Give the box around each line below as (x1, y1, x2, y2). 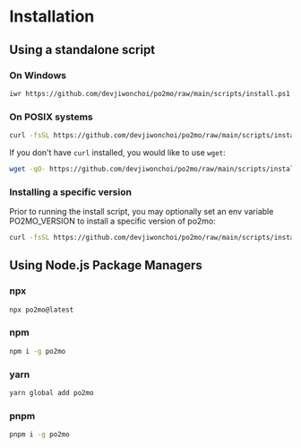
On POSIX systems (9, 110, 93, 123)
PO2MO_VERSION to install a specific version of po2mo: (9, 215, 217, 226)
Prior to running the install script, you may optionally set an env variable (9, 206, 274, 217)
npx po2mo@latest (9, 305, 74, 314)
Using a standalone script (9, 42, 156, 57)
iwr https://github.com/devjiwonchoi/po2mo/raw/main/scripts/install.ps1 (9, 89, 291, 98)
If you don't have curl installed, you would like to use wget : (9, 146, 226, 158)
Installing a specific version (9, 186, 133, 198)
